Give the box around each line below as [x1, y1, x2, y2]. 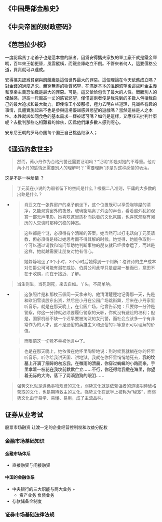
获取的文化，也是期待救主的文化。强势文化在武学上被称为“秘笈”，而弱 [16, 389, 156, 395]
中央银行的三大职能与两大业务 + [12, 486, 76, 492]
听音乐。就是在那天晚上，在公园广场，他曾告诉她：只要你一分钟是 [24, 303, 155, 309]
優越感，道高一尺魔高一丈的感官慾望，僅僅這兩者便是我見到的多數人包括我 [5, 95, 153, 101]
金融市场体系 [5, 450, 30, 457]
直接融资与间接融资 [12, 462, 51, 468]
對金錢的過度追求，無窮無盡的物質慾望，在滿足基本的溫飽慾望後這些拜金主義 [5, 83, 157, 89]
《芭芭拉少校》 [5, 41, 50, 49]
